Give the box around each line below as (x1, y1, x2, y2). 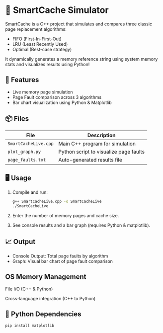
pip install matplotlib (5, 323, 55, 328)
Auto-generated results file (58, 156, 123, 163)
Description (87, 132, 116, 139)
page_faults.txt (7, 157, 46, 163)
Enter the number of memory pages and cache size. (12, 213, 119, 219)
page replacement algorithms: (5, 26, 67, 32)
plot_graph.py (7, 149, 41, 155)
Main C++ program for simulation (58, 140, 136, 147)
